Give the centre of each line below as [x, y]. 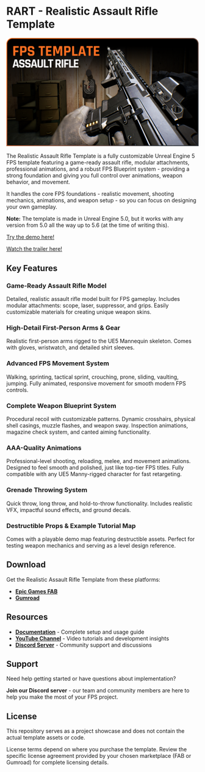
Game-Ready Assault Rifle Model [56, 286]
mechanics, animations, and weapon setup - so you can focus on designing [101, 201]
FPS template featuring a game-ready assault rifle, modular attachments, [98, 163]
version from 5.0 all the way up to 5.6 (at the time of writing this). [88, 225]
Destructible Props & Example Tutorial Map [71, 525]
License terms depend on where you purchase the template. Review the [97, 749]
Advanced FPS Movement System [58, 363]
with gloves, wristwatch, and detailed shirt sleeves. [70, 347]
